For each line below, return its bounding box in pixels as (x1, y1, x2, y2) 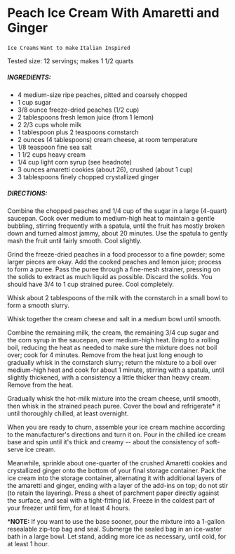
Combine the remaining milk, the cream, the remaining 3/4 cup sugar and (7, 328, 220, 337)
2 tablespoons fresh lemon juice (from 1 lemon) (17, 112, 154, 121)
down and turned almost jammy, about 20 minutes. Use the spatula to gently (7, 228, 228, 237)
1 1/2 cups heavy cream (17, 150, 86, 159)
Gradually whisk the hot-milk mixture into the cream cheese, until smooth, (7, 394, 221, 402)
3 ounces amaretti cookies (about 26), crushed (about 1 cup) (17, 165, 193, 174)
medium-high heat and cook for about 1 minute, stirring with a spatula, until (7, 366, 224, 374)
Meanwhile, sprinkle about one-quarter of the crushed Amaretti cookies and (7, 458, 227, 467)
